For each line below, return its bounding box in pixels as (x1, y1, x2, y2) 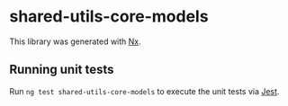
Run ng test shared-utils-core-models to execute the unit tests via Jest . (9, 85, 280, 96)
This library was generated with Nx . (9, 36, 141, 47)
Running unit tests (9, 62, 114, 77)
